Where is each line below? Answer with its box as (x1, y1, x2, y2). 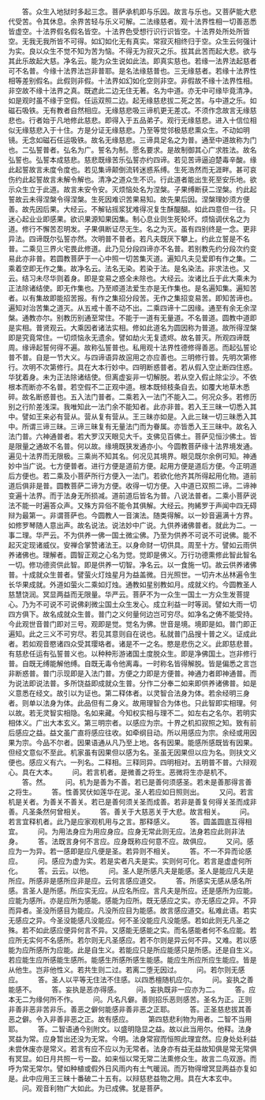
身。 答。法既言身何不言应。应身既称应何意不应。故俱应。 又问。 (8, 837, 247, 846)
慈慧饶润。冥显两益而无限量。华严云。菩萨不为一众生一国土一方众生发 (8, 590, 237, 599)
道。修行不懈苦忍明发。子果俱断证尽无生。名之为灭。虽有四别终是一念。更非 (8, 224, 257, 233)
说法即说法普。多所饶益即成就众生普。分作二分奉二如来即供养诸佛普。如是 (14, 679, 257, 687)
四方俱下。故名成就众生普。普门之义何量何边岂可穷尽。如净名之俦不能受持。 (8, 609, 257, 619)
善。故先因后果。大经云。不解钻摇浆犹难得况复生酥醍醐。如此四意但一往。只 (8, 205, 257, 213)
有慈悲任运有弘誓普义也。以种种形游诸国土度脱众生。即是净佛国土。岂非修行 (8, 649, 257, 658)
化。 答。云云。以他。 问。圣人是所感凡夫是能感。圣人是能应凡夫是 (8, 866, 254, 876)
